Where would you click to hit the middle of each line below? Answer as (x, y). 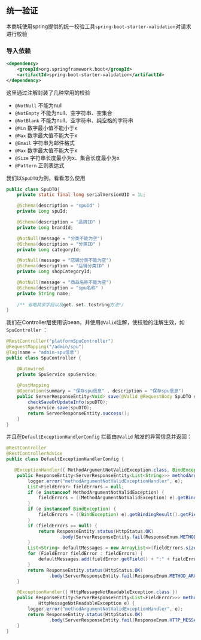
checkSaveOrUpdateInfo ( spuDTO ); (68, 402)
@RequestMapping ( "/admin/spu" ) (45, 347)
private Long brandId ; (45, 227)
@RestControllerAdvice (34, 454)
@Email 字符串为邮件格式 (45, 143)
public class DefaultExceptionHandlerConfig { (65, 459)
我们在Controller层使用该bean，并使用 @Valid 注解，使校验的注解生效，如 (96, 322)
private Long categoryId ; (49, 250)
